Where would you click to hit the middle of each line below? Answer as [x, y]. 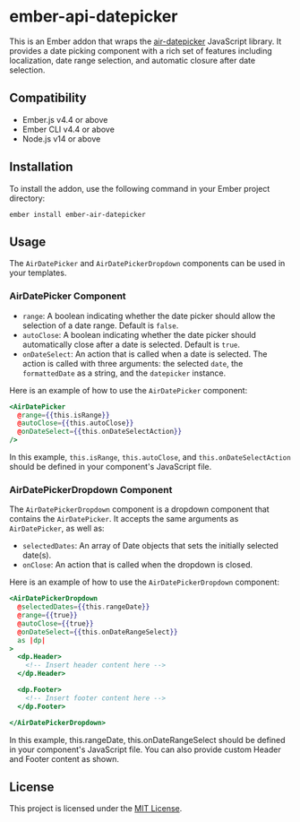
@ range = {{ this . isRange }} [64, 415]
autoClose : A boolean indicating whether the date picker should [139, 334]
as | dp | [32, 640]
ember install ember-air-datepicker [77, 214]
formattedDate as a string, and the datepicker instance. [124, 373]
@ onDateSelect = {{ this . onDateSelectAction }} [99, 432]
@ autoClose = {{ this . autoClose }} [76, 423]
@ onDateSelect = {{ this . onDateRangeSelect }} [98, 632]
